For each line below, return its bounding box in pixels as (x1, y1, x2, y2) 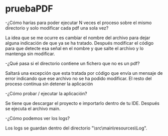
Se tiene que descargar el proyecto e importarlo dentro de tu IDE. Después (5, 100, 159, 106)
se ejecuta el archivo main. (5, 105, 61, 111)
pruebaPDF (5, 3, 54, 15)
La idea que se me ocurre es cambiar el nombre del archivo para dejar (5, 35, 150, 41)
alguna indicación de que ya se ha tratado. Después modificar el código (5, 40, 154, 46)
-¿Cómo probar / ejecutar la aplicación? (5, 90, 87, 96)
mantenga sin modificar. (5, 51, 55, 57)
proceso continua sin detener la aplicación (5, 81, 93, 87)
